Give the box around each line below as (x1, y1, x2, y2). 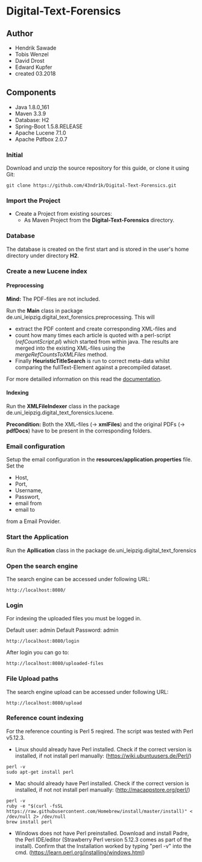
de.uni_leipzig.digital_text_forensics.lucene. (6, 409, 115, 416)
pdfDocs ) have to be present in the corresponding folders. (6, 427, 152, 434)
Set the (6, 462, 24, 469)
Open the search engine (6, 562, 78, 570)
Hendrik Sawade (14, 44, 57, 51)
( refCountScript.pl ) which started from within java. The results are (14, 338, 179, 345)
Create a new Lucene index (6, 267, 87, 275)
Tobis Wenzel (14, 51, 49, 58)
